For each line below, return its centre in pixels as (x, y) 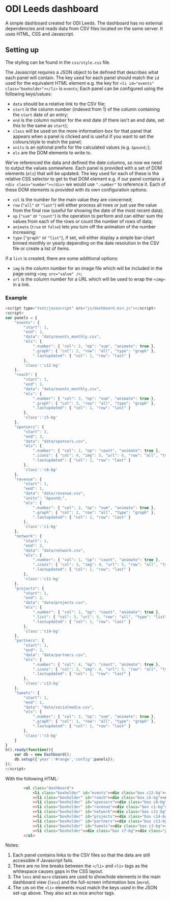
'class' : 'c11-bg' (42, 579)
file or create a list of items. (41, 248)
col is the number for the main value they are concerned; (73, 199)
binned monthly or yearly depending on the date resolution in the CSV (86, 243)
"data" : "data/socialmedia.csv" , (59, 707)
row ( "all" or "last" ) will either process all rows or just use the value (84, 205)
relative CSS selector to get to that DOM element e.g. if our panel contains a (85, 179)
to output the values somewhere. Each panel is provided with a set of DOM (84, 168)
